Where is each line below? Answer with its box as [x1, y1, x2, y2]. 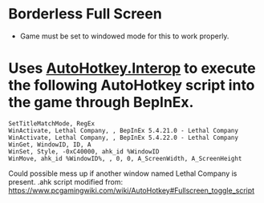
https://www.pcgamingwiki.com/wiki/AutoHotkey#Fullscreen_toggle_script [8, 185, 255, 195]
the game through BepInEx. [8, 94, 194, 112]
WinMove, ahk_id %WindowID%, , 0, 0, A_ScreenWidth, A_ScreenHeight [8, 154, 242, 162]
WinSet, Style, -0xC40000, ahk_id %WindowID [8, 147, 160, 156]
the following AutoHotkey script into [8, 77, 255, 94]
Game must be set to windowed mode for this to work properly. [19, 31, 229, 41]
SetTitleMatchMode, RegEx [8, 119, 95, 128]
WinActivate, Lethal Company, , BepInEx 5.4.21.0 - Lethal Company [8, 126, 239, 134]
